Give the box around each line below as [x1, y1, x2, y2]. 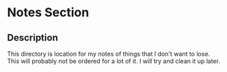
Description [7, 32, 58, 43]
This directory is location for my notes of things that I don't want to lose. [7, 50, 211, 58]
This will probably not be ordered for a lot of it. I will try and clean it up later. [7, 57, 221, 65]
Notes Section [7, 5, 90, 20]
